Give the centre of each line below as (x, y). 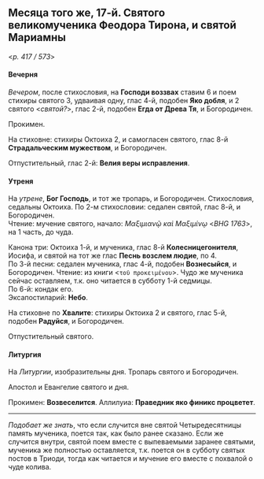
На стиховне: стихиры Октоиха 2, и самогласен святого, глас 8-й (118, 139)
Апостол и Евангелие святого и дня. (69, 387)
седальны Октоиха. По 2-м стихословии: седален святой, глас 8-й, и (125, 207)
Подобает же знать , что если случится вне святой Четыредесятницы (125, 425)
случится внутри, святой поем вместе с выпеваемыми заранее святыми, (132, 442)
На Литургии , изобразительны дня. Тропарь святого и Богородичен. (123, 372)
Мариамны (37, 37)
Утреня (21, 181)
